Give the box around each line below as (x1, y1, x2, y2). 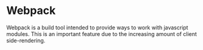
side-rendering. (6, 37, 46, 44)
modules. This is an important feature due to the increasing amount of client (6, 30, 197, 37)
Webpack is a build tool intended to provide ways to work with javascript (6, 24, 188, 31)
